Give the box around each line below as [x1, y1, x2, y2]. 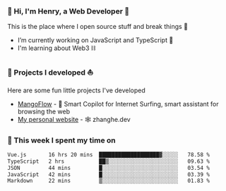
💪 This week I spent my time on [7, 135, 117, 145]
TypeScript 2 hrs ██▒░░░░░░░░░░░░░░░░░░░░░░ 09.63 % [7, 158, 210, 165]
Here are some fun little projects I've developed [7, 86, 146, 94]
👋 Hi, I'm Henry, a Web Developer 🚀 [7, 6, 129, 16]
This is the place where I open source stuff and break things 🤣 [7, 23, 189, 31]
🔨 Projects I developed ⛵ [7, 68, 94, 78]
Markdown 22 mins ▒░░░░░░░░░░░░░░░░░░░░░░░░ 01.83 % [7, 178, 210, 185]
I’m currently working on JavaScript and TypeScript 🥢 [17, 36, 174, 44]
